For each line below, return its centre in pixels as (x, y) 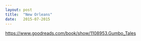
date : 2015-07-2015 (28, 19)
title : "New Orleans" (29, 14)
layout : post (19, 10)
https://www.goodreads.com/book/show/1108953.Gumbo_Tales (71, 33)
